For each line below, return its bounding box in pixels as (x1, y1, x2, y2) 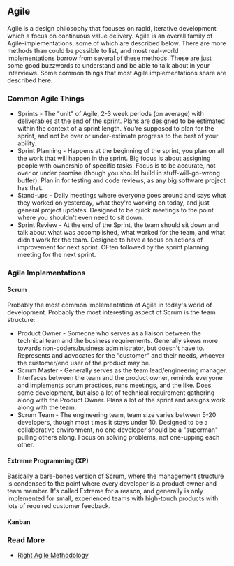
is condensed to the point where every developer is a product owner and (7, 479, 217, 488)
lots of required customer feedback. (7, 502, 111, 510)
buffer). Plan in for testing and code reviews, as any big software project (17, 176, 226, 184)
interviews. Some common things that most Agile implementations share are (7, 68, 227, 77)
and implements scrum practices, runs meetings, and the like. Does (17, 381, 212, 390)
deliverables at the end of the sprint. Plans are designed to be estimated (17, 117, 226, 125)
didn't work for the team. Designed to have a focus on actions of (17, 235, 203, 244)
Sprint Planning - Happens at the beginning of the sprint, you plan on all (17, 147, 224, 155)
